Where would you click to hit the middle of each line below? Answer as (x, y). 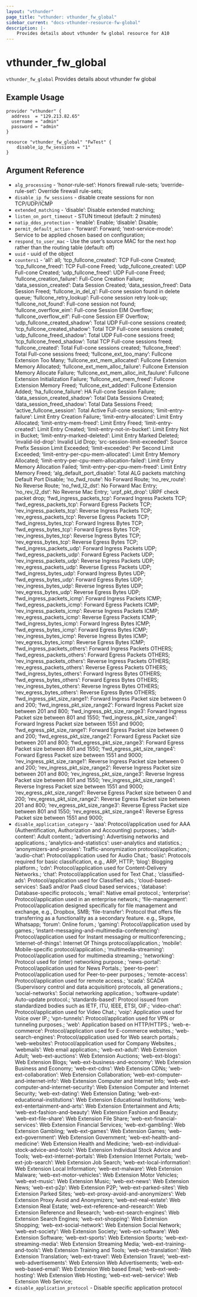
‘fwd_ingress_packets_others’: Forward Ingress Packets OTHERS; (94, 648)
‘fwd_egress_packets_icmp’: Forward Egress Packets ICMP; (87, 605)
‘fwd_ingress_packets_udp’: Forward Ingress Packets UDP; (86, 548)
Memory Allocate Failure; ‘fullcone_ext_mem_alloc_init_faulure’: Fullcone (102, 373)
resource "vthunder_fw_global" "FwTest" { (59, 142)
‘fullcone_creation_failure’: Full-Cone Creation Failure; (79, 278)
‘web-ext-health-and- (155, 1137)
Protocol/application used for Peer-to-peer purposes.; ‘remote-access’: (101, 974)
